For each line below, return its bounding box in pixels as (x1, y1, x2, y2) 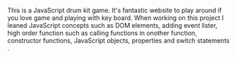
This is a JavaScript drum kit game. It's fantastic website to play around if (7, 6, 222, 14)
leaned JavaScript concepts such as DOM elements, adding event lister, (7, 21, 218, 29)
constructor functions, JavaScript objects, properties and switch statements (7, 36, 230, 45)
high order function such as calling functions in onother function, (7, 28, 197, 37)
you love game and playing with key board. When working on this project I (7, 14, 224, 22)
